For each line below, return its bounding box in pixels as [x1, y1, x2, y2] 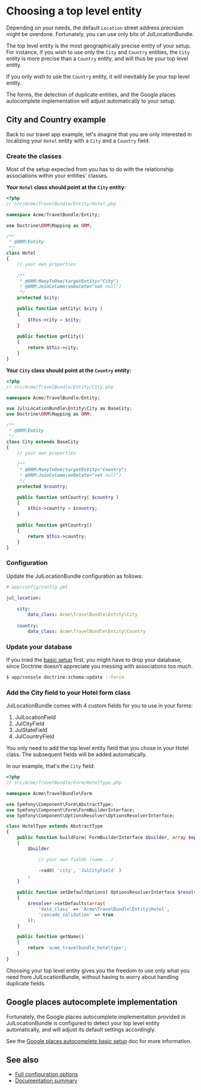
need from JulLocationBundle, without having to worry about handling [6, 973, 179, 980]
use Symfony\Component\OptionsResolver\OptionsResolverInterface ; [6, 813, 175, 819]
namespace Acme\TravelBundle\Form [6, 790, 93, 796]
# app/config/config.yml [6, 584, 68, 590]
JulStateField [14, 727, 48, 734]
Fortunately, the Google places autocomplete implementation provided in [6, 1013, 186, 1020]
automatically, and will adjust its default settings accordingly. [6, 1026, 156, 1033]
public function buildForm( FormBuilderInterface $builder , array [17, 835, 186, 841]
